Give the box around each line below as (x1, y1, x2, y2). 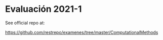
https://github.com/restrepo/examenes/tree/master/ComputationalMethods (5, 29, 159, 35)
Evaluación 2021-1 (5, 3, 82, 15)
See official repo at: (5, 20, 45, 26)
